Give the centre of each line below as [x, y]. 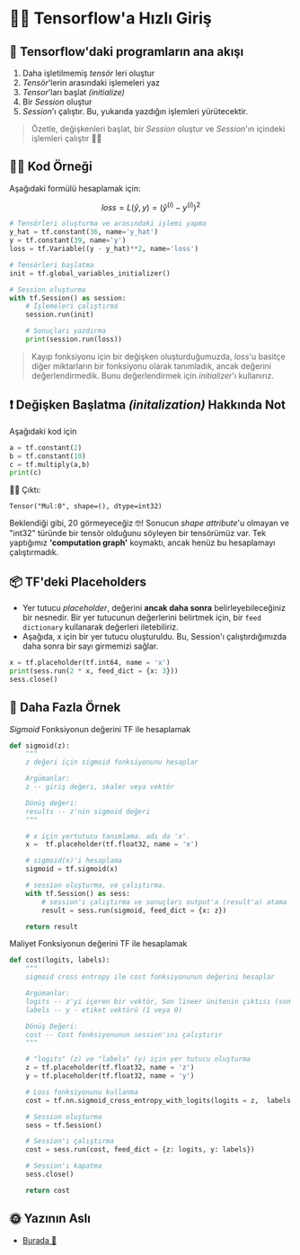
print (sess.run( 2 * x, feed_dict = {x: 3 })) [94, 671]
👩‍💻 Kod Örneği [51, 167]
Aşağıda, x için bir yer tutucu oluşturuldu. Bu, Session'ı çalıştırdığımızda [154, 637]
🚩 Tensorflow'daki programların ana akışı [127, 52]
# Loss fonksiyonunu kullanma [82, 1092]
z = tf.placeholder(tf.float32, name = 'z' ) [110, 1068]
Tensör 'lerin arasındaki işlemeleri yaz [91, 83]
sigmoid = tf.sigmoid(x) [72, 869]
